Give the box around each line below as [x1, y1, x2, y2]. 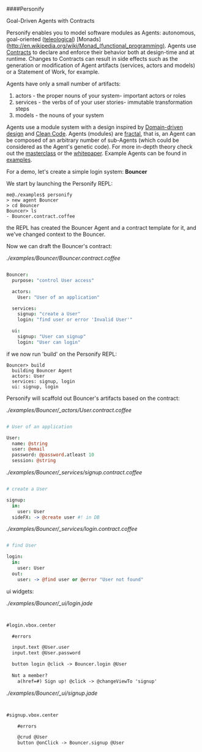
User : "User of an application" [17, 294, 100, 300]
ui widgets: [6, 587, 34, 595]
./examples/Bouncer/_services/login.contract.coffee [6, 525, 138, 533]
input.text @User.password [12, 650, 81, 656]
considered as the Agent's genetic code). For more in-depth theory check [6, 143, 193, 150]
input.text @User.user [12, 644, 70, 651]
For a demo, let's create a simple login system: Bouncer [6, 168, 148, 175]
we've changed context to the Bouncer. [6, 230, 106, 238]
